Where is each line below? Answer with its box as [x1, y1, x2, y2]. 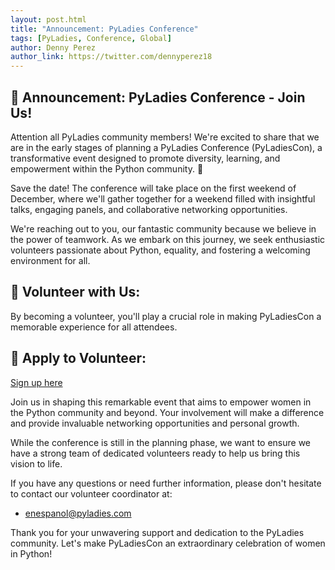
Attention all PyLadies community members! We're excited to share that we [10, 131, 320, 143]
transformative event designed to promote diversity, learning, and [10, 152, 281, 164]
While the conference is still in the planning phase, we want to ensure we [10, 436, 312, 448]
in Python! [10, 547, 53, 560]
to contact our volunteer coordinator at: [10, 487, 173, 500]
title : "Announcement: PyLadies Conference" [10, 24, 199, 34]
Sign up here [10, 376, 63, 388]
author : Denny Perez [10, 42, 97, 53]
